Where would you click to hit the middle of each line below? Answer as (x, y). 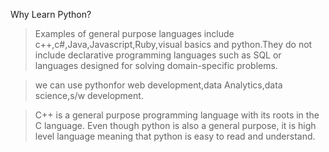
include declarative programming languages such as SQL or (158, 55)
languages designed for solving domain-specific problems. (156, 65)
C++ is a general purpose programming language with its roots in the (177, 115)
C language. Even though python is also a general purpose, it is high (175, 125)
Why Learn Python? (51, 14)
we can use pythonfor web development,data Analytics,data (158, 85)
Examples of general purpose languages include (134, 33)
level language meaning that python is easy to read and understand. (175, 136)
